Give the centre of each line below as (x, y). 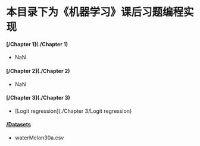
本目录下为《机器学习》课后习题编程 (95, 12)
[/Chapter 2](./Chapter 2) (38, 71)
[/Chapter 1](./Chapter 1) (37, 44)
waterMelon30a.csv (39, 138)
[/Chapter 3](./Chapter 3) (38, 98)
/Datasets (19, 125)
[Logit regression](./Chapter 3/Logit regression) (73, 111)
